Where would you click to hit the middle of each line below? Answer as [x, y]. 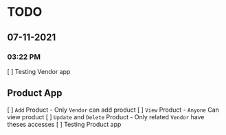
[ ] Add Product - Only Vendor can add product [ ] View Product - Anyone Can [113, 110]
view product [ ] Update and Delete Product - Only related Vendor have [106, 116]
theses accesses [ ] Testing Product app [64, 124]
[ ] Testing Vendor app [39, 71]
